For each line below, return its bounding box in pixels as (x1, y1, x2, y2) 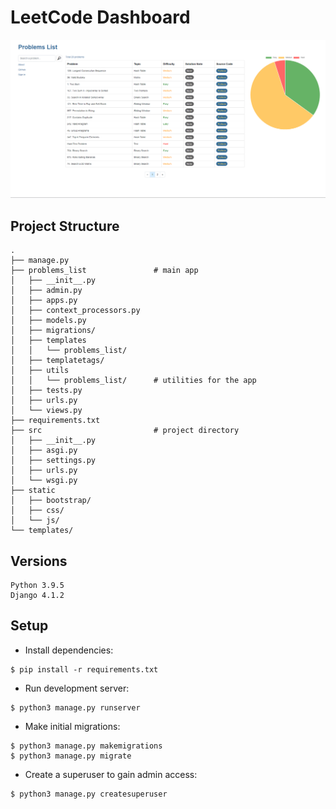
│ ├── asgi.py (10, 446, 78, 456)
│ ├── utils (10, 366, 70, 376)
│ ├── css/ (10, 506, 65, 516)
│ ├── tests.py (10, 386, 83, 396)
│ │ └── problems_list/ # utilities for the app (10, 376, 257, 386)
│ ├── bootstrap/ (10, 496, 92, 506)
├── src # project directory (10, 426, 240, 436)
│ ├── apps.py (10, 296, 78, 306)
